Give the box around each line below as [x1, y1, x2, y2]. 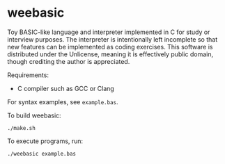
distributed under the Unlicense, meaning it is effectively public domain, [7, 50, 214, 58]
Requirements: [7, 71, 49, 79]
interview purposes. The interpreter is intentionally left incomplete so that [7, 35, 218, 43]
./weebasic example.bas [7, 150, 77, 157]
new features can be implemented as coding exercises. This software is [7, 42, 213, 51]
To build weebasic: [7, 111, 61, 120]
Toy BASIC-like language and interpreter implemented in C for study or [7, 28, 210, 36]
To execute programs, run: [7, 137, 84, 145]
